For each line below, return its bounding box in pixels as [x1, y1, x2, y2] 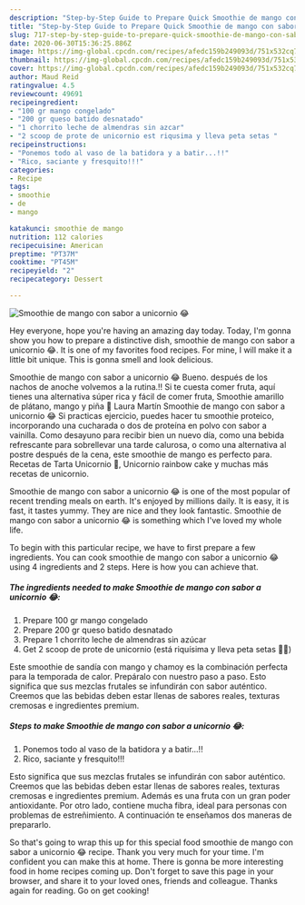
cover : [9, 65, 34, 74]
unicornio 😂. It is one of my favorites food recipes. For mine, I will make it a [9, 344, 292, 355]
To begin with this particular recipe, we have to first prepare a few [9, 542, 256, 552]
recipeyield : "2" [9, 266, 75, 275]
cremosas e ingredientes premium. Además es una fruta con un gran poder [9, 790, 291, 801]
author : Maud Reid [9, 73, 79, 82]
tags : [9, 183, 30, 192]
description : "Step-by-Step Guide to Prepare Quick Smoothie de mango [9, 13, 282, 23]
